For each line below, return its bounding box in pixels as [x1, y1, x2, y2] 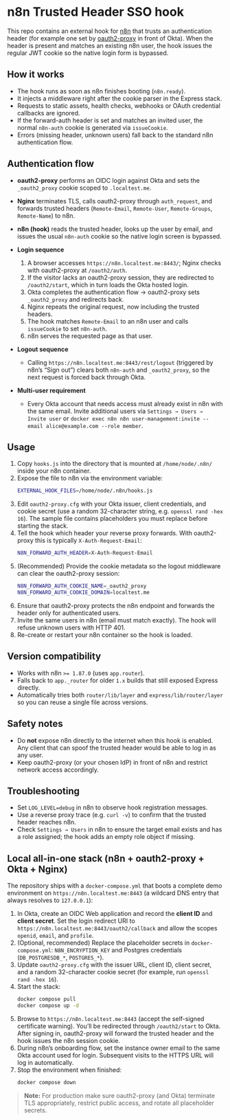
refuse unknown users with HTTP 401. [16, 623, 126, 631]
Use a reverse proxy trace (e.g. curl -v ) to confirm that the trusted [16, 811, 207, 819]
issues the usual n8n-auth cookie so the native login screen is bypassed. [16, 232, 222, 240]
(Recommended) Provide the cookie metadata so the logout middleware [16, 562, 221, 570]
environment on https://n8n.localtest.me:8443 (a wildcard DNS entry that [7, 889, 220, 897]
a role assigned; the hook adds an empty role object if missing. [16, 833, 196, 841]
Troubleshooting [7, 785, 80, 797]
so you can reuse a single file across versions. [16, 698, 148, 706]
